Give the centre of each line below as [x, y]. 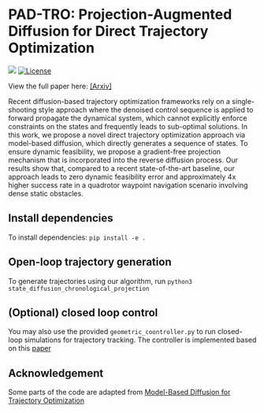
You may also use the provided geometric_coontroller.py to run [112, 332]
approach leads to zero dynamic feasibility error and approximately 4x [122, 177]
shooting [22, 110]
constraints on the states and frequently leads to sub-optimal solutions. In [128, 126]
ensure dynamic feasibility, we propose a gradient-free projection [115, 151]
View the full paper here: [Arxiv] [60, 86]
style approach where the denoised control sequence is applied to [146, 110]
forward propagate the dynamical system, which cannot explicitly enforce [128, 118]
